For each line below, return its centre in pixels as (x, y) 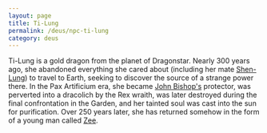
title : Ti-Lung (34, 23)
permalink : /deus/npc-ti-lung (59, 30)
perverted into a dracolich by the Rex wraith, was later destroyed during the (133, 95)
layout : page (30, 16)
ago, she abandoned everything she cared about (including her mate (122, 70)
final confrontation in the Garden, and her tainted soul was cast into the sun (133, 103)
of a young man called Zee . (53, 120)
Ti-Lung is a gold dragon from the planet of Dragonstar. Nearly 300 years (129, 61)
